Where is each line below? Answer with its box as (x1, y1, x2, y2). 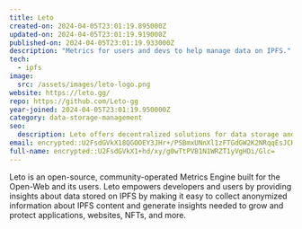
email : (9, 138, 34, 147)
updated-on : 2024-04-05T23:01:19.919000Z (9, 30, 167, 39)
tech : (9, 55, 30, 64)
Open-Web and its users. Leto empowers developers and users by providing (9, 181, 292, 191)
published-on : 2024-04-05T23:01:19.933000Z (9, 38, 175, 48)
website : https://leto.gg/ (9, 88, 111, 97)
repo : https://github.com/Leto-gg (9, 96, 139, 106)
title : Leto (9, 13, 54, 22)
